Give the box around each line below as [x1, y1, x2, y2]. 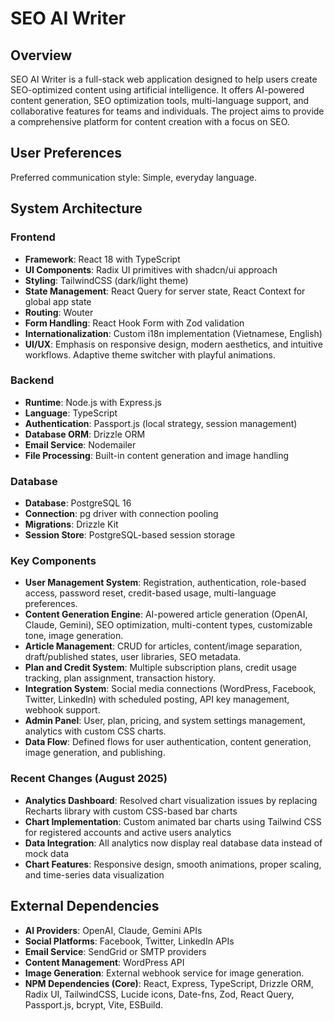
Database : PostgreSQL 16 [24, 497, 132, 509]
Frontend [10, 230, 56, 244]
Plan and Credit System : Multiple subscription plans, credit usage [24, 662, 297, 674]
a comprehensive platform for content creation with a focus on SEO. [10, 116, 290, 127]
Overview [10, 47, 73, 64]
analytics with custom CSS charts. [24, 725, 167, 737]
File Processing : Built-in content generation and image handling [24, 449, 290, 461]
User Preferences [10, 145, 122, 162]
